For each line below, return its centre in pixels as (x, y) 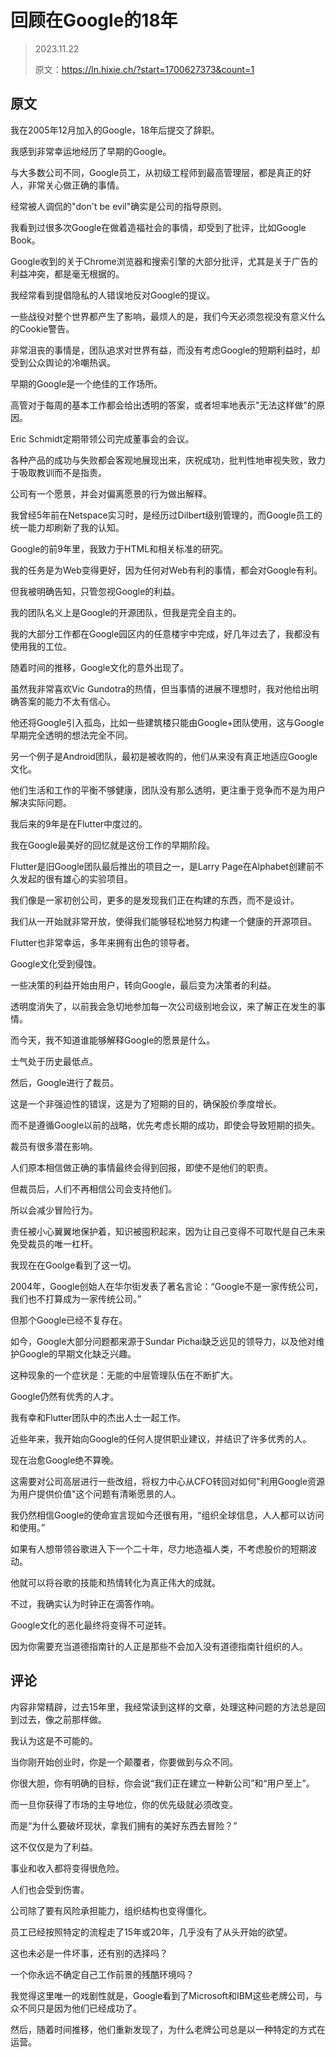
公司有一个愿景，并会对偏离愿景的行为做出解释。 (111, 493)
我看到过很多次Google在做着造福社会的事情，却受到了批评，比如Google (158, 227)
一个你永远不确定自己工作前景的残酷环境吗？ (102, 1974)
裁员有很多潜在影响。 (54, 1146)
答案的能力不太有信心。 (67, 701)
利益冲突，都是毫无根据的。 (67, 273)
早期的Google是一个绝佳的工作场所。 (86, 383)
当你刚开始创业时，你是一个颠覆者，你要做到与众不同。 (124, 1762)
